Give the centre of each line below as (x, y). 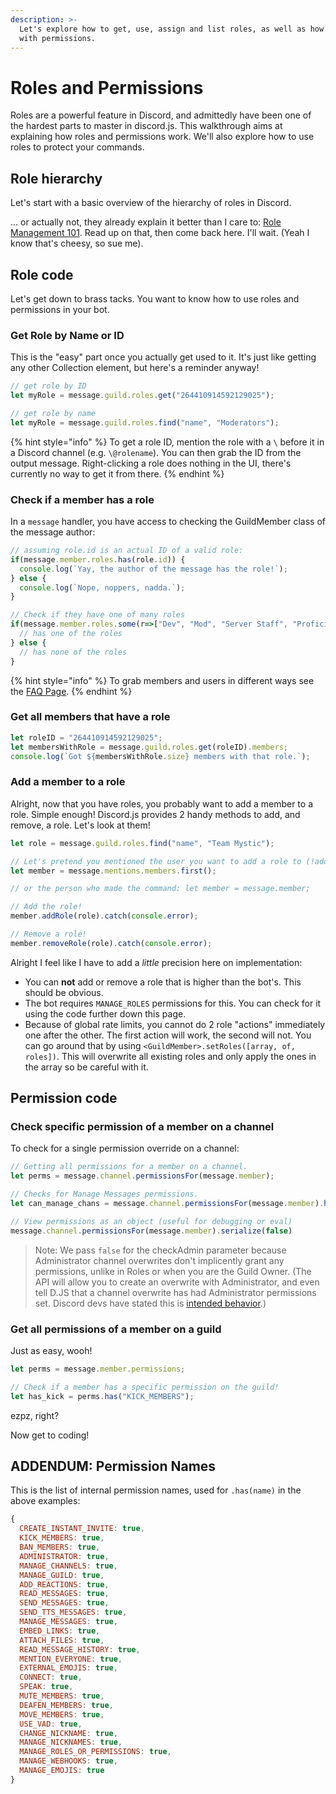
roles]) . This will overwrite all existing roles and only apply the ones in (170, 1056)
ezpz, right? (35, 1415)
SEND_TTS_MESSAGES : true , (73, 1612)
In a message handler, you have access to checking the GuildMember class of (168, 522)
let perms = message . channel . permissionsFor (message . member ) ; (142, 1176)
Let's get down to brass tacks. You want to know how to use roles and (155, 298)
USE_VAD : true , (51, 1724)
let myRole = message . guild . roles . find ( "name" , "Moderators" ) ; (145, 422)
